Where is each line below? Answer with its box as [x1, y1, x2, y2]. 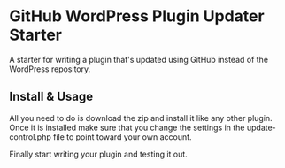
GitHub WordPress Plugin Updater [9, 6, 265, 27]
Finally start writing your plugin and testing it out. [9, 149, 188, 159]
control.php [9, 131, 51, 142]
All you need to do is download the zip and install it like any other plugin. [9, 112, 273, 123]
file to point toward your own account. [52, 131, 192, 142]
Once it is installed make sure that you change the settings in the [9, 122, 245, 133]
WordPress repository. [9, 64, 91, 74]
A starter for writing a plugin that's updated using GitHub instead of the [9, 54, 268, 65]
